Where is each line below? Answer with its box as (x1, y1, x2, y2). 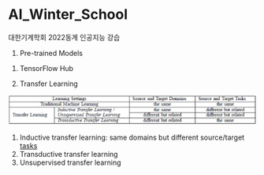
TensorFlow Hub (19, 63, 73, 73)
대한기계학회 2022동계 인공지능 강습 (8, 32, 121, 42)
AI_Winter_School (8, 6, 128, 24)
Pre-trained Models (19, 48, 83, 58)
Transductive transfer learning (19, 149, 118, 158)
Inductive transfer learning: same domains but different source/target (19, 132, 245, 142)
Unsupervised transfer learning (19, 158, 121, 167)
